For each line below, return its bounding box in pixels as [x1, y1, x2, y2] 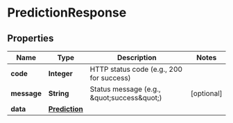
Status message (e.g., [89, 84, 161, 94]
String [48, 88, 69, 98]
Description [116, 53, 157, 62]
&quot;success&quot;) [89, 93, 162, 102]
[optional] [190, 88, 223, 98]
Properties [7, 32, 54, 44]
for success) [89, 73, 131, 82]
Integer [48, 69, 73, 78]
